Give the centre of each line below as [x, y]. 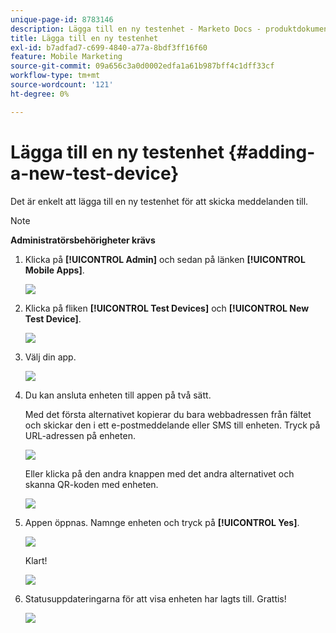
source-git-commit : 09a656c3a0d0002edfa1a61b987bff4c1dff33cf [142, 66]
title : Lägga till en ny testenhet [84, 38]
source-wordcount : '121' [62, 85]
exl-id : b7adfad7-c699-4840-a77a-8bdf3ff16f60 [109, 47]
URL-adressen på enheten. [80, 435]
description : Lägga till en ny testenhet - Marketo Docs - [136, 29]
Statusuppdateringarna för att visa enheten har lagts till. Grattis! [155, 598]
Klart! [36, 560]
